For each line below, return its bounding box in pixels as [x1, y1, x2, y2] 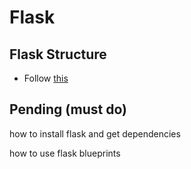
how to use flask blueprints [9, 147, 121, 159]
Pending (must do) [9, 101, 127, 118]
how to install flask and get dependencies [9, 127, 181, 140]
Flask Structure [9, 46, 107, 63]
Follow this [23, 72, 69, 84]
